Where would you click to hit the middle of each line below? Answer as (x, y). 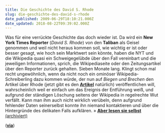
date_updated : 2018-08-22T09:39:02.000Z (47, 23)
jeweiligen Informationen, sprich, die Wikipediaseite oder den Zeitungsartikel (83, 64)
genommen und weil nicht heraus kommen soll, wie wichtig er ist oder (76, 48)
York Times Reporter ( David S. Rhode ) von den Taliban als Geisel (72, 43)
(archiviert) (17, 116)
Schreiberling (19, 79)
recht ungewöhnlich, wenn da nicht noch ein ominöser (61, 74)
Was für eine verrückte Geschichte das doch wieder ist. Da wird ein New (79, 37)
